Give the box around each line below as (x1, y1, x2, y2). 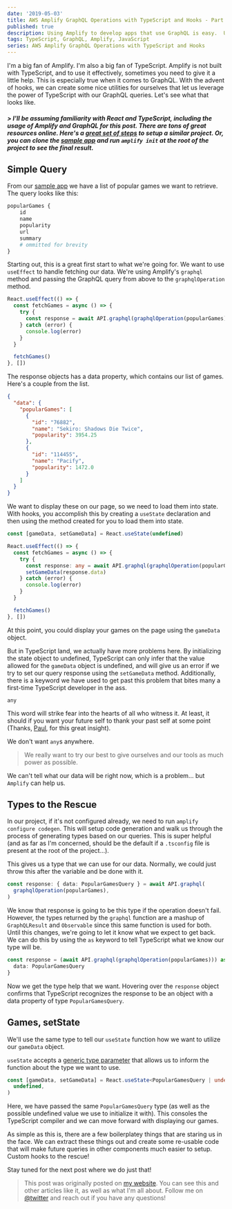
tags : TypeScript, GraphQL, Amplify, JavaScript (7, 36, 150, 43)
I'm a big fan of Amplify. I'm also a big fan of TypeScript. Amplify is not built (7, 62, 222, 69)
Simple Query (7, 164, 68, 175)
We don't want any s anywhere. (7, 737, 95, 745)
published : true (7, 23, 54, 30)
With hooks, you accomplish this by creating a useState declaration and (7, 510, 211, 518)
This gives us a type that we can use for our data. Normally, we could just (7, 860, 216, 868)
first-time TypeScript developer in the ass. (7, 683, 128, 691)
